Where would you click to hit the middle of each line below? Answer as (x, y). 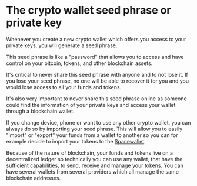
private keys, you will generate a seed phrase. (62, 45)
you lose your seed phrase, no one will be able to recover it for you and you (98, 81)
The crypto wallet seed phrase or (89, 10)
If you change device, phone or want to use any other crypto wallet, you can (98, 122)
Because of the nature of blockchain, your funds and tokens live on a (90, 153)
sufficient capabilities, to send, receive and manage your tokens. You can (95, 165)
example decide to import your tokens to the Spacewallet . (76, 141)
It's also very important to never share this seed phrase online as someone (96, 99)
